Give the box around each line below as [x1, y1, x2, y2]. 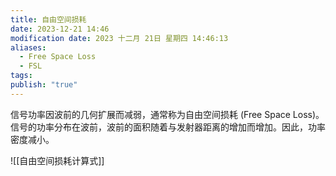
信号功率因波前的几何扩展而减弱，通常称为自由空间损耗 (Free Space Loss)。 [10, 108, 325, 120]
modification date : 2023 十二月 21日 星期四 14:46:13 [10, 33, 229, 43]
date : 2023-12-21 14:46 [10, 24, 110, 34]
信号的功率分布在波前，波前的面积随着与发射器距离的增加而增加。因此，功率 [10, 121, 326, 133]
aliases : [10, 42, 47, 53]
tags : [10, 71, 33, 81]
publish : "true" [10, 80, 78, 90]
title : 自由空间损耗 [10, 14, 87, 25]
